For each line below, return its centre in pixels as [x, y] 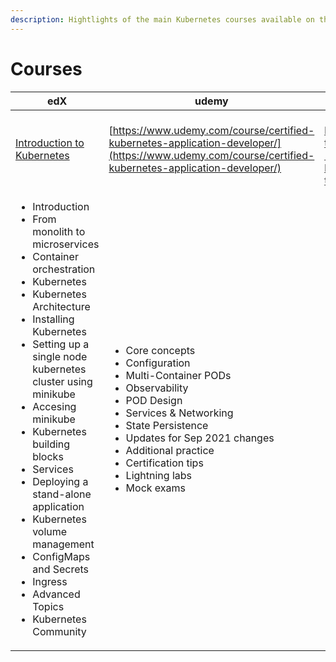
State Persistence [167, 425]
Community [59, 631]
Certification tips [164, 463]
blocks [48, 456]
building [51, 444]
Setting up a [61, 344]
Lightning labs [158, 475]
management [63, 544]
